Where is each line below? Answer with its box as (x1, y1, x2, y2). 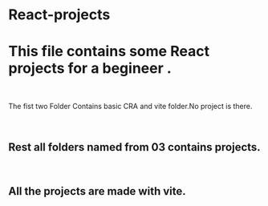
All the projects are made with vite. (8, 184, 186, 198)
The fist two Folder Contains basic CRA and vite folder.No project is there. (8, 102, 253, 111)
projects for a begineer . (8, 59, 173, 78)
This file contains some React (8, 42, 210, 61)
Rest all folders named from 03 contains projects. (8, 140, 261, 154)
